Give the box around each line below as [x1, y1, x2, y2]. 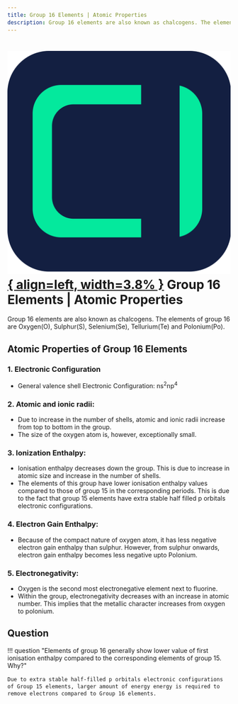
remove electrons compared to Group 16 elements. [7, 690, 157, 697]
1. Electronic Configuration [7, 364, 101, 374]
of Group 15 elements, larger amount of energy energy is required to [7, 683, 220, 690]
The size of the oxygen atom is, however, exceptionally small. [17, 431, 197, 439]
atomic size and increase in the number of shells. [17, 472, 161, 480]
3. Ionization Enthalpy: [7, 448, 86, 458]
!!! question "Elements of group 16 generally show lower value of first [7, 646, 209, 654]
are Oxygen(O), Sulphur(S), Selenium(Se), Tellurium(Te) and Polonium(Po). [7, 322, 225, 331]
